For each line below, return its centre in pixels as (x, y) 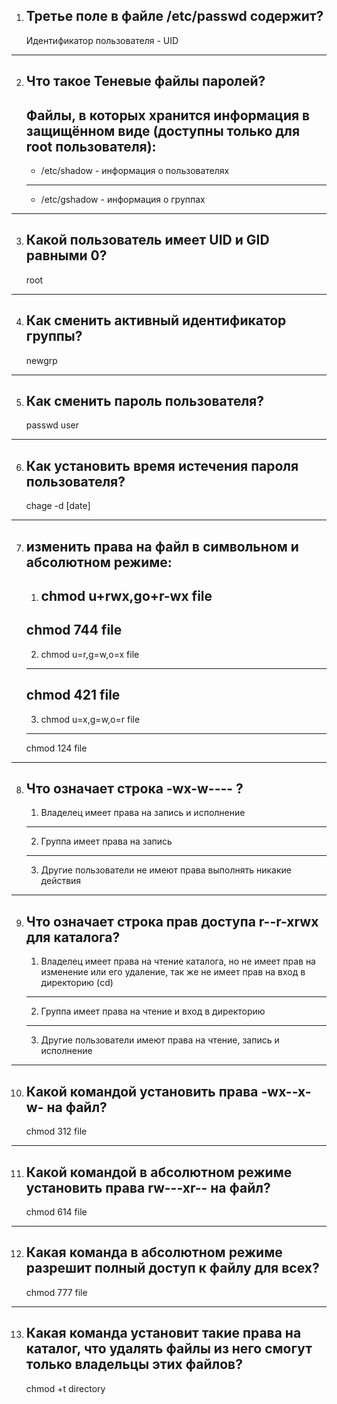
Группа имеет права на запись (106, 841)
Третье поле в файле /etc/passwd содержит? (174, 16)
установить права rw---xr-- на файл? (148, 1187)
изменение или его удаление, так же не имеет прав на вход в (173, 972)
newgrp (41, 360)
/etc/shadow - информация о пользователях (135, 171)
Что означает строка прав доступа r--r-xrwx (172, 921)
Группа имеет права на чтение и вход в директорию (153, 1011)
